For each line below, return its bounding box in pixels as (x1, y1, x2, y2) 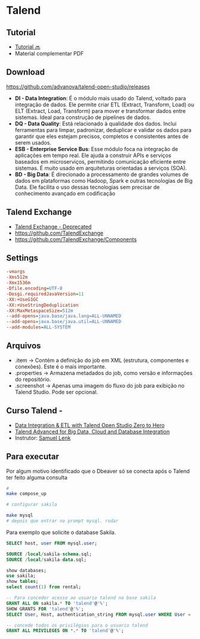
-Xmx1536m (6, 280, 31, 286)
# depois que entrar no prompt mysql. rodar (6, 518, 119, 524)
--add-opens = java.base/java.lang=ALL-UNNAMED (6, 313, 121, 320)
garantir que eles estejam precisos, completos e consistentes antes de (14, 133, 189, 140)
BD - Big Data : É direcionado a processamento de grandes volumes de (14, 171, 189, 178)
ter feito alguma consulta (6, 474, 67, 481)
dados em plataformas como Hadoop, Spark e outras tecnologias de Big (14, 177, 193, 184)
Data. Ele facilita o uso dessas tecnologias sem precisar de (14, 183, 160, 191)
